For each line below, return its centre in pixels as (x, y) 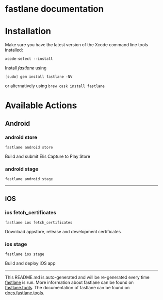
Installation (28, 31)
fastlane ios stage (25, 254)
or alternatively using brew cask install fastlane (55, 86)
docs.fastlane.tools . (25, 293)
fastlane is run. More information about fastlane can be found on (69, 282)
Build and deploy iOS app (30, 263)
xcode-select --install (29, 59)
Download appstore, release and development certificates (63, 231)
